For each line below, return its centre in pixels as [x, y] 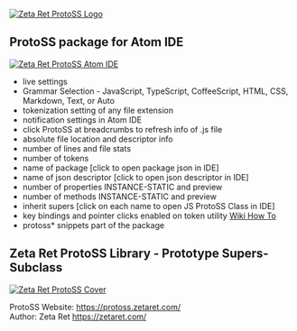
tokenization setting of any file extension [98, 110]
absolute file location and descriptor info [97, 139]
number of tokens [56, 158]
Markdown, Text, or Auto [69, 100]
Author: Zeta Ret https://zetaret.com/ [78, 317]
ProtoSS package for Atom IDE [97, 42]
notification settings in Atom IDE [82, 120]
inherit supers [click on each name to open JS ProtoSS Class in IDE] [148, 206]
